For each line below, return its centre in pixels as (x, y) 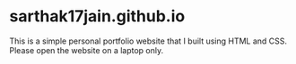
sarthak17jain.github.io (97, 16)
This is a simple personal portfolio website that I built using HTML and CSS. (148, 41)
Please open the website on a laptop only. (87, 50)
